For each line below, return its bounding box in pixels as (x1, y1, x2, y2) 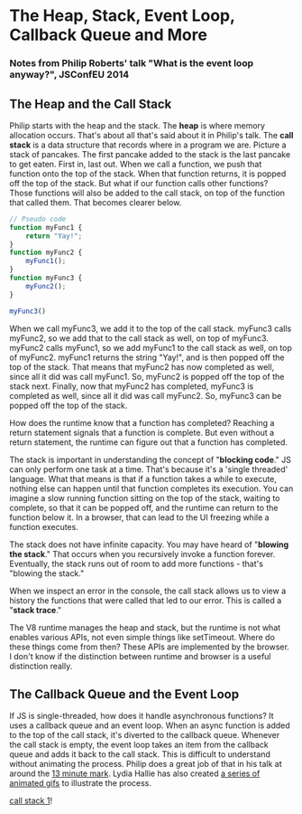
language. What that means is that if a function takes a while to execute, (9, 473, 278, 484)
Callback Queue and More (9, 24, 207, 45)
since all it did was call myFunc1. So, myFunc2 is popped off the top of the (9, 371, 285, 382)
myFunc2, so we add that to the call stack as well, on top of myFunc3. (9, 332, 269, 344)
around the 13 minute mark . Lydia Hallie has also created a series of (9, 768, 261, 779)
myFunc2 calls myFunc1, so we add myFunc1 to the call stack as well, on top (9, 342, 293, 353)
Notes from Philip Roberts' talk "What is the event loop (9, 57, 254, 70)
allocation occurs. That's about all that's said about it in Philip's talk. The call (9, 129, 294, 140)
